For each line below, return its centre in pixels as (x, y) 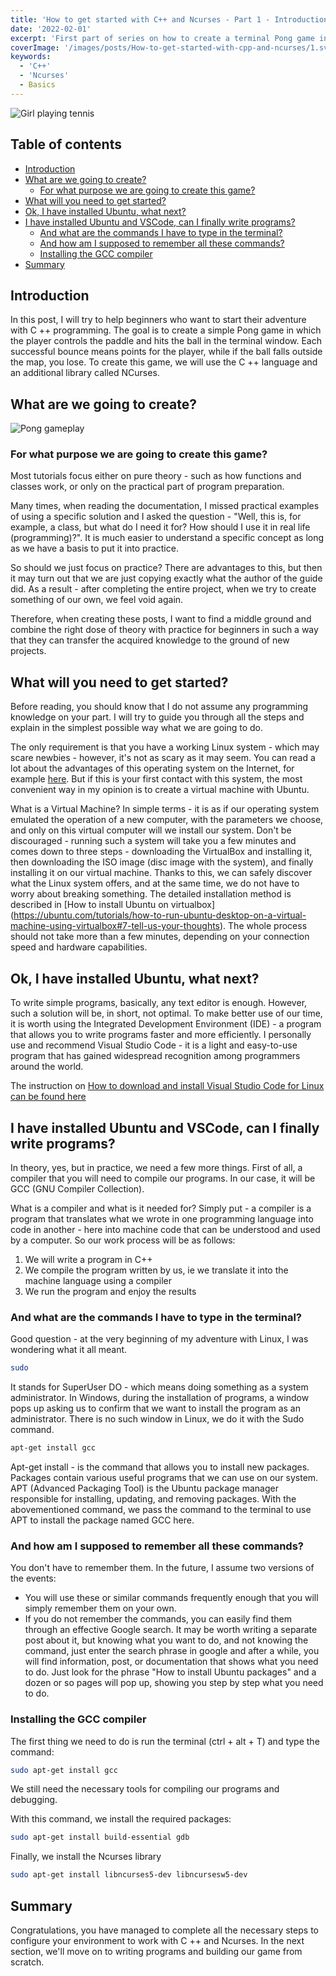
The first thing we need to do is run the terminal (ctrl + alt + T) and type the (165, 1741)
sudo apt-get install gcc (64, 1770)
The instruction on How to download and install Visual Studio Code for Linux (167, 1086)
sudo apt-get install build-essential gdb (100, 1837)
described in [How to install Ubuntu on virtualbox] (113, 905)
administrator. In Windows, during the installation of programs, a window (160, 1398)
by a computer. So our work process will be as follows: (123, 1240)
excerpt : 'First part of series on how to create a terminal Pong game (162, 38)
